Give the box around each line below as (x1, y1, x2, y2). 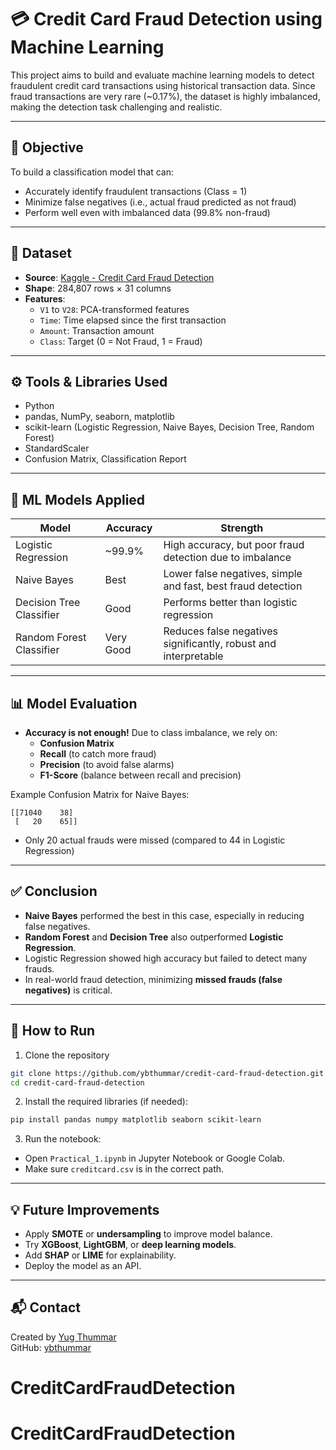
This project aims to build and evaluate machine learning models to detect (10, 69, 315, 81)
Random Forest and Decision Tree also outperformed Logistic (24, 931, 284, 943)
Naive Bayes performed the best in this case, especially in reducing (24, 909, 305, 921)
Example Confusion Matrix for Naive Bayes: (10, 789, 190, 800)
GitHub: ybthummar (10, 1341, 92, 1353)
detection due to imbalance (163, 551, 292, 565)
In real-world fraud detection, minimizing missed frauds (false (24, 973, 283, 985)
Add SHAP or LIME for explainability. (24, 1249, 177, 1261)
